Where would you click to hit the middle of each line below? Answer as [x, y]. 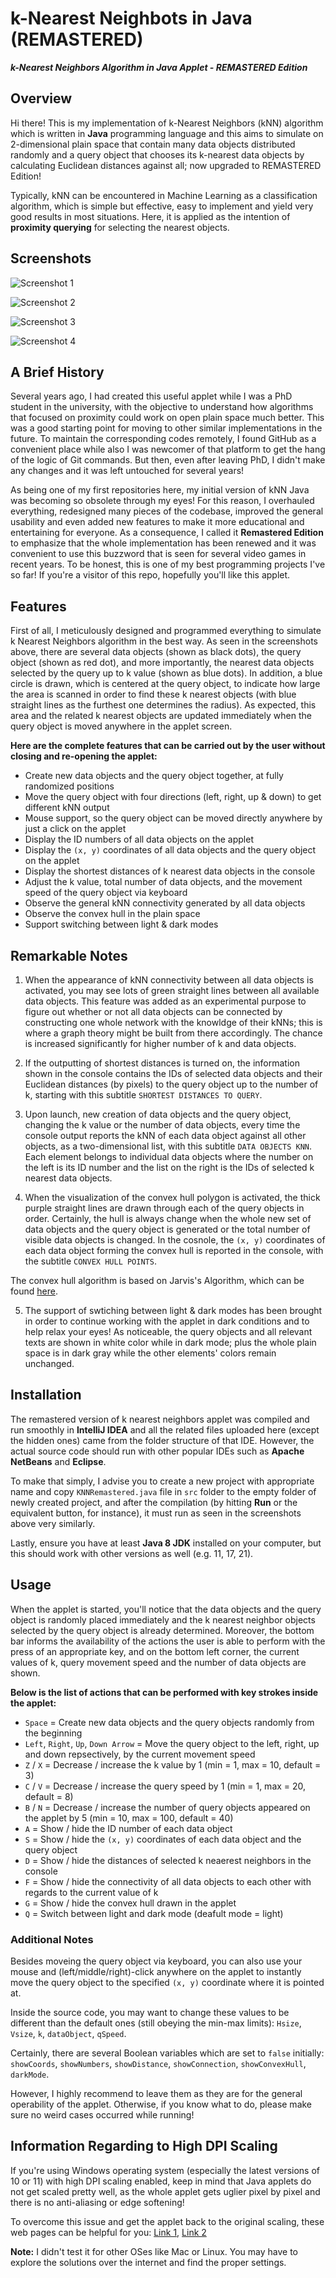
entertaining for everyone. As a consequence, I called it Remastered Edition [167, 533]
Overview [41, 98]
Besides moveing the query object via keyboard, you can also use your [156, 1961]
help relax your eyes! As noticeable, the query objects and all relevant [168, 1331]
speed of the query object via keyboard [106, 893]
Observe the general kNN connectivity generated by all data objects [165, 903]
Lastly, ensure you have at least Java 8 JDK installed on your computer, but [166, 1543]
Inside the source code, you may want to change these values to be [150, 2012]
